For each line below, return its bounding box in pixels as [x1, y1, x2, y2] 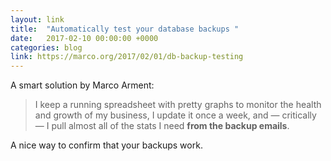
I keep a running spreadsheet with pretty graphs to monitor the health [34, 99, 322, 111]
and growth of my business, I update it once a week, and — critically [34, 109, 317, 121]
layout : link [10, 14, 65, 25]
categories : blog [10, 42, 83, 53]
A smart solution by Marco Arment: [10, 79, 155, 91]
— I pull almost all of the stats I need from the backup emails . [34, 120, 290, 132]
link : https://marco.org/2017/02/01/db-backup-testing [10, 52, 244, 62]
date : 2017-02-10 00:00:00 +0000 [10, 33, 159, 43]
